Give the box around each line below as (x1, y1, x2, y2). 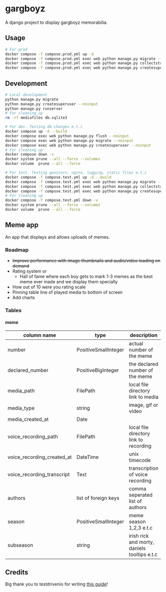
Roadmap (5, 246, 29, 253)
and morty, (128, 539, 155, 546)
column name (23, 332, 56, 339)
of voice (128, 471, 148, 478)
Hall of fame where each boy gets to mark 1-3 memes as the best (19, 273, 153, 279)
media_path (7, 388, 35, 395)
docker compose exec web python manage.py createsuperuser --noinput (5, 142, 152, 148)
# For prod (5, 47, 28, 52)
